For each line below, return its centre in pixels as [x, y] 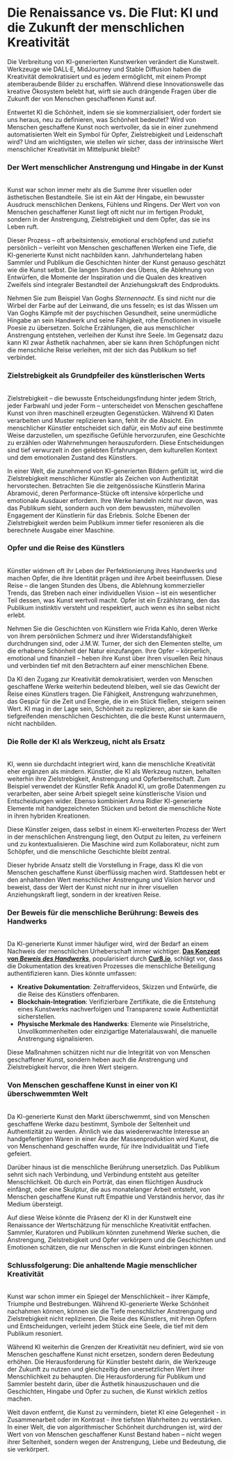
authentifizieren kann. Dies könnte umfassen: [72, 974]
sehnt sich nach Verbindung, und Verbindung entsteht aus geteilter [103, 1174]
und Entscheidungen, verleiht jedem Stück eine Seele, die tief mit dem [108, 1326]
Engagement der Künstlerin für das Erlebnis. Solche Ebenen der [98, 515]
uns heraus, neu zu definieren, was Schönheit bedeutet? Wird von [102, 119]
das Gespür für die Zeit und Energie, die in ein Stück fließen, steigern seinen [116, 701]
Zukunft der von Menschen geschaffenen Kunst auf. [82, 98]
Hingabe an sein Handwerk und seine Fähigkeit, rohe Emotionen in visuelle [114, 320]
